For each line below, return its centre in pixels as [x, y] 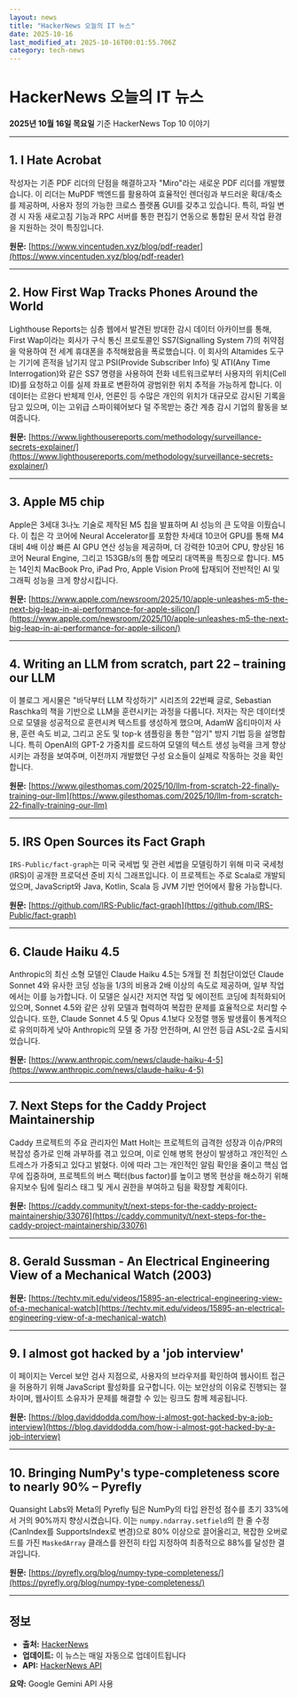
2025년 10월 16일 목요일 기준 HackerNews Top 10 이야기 [110, 124]
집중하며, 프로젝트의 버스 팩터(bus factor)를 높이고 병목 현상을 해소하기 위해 [157, 1175]
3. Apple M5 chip [57, 502]
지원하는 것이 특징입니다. [61, 227]
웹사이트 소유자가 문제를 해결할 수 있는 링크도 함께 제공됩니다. [141, 1398]
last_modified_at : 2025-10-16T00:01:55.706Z [93, 42]
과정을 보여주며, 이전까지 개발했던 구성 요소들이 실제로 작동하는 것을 [150, 756]
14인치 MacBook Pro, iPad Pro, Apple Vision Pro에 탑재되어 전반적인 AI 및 [149, 569]
